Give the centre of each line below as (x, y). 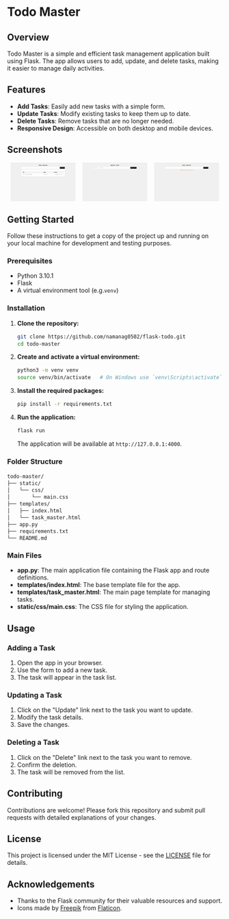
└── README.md (27, 538)
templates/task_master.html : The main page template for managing (113, 592)
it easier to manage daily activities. (56, 68)
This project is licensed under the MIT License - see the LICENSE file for (109, 855)
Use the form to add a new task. (62, 670)
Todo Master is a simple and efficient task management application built (108, 53)
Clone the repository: (48, 323)
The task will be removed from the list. (71, 772)
